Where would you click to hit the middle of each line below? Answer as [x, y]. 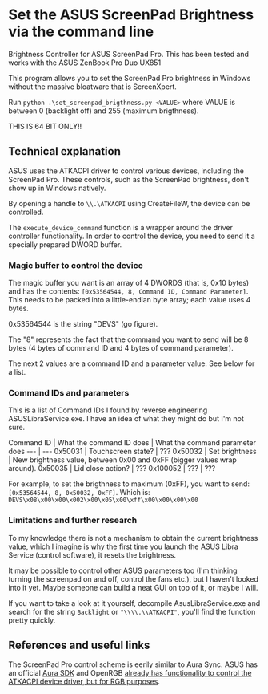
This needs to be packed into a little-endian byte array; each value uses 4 [130, 300]
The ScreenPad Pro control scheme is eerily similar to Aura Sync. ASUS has [133, 664]
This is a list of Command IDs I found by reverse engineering [108, 410]
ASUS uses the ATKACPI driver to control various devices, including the [126, 171]
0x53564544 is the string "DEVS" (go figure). [83, 324]
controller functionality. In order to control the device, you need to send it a [132, 236]
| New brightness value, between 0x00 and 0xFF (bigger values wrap [123, 460]
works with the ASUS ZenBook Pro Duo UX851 [85, 63]
